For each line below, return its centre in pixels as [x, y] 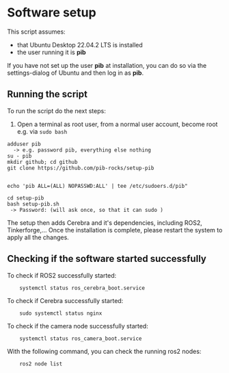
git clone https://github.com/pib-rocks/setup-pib [81, 168]
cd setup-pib [26, 198]
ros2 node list [41, 364]
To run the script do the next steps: [56, 110]
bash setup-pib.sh [33, 204]
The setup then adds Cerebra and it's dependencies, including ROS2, [105, 222]
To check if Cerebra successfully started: [65, 300]
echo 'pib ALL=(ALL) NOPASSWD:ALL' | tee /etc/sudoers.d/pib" [97, 186]
